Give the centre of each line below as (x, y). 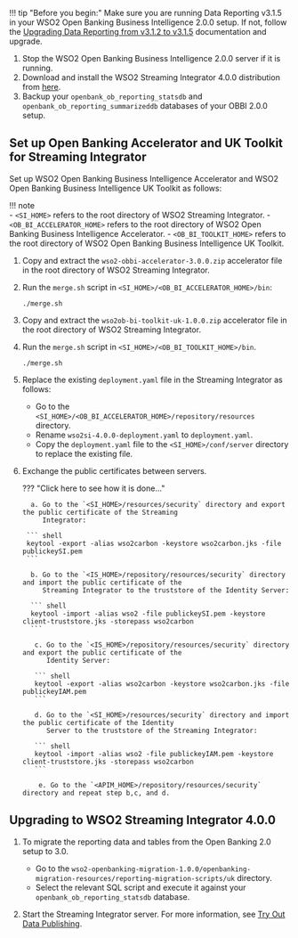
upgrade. (26, 41)
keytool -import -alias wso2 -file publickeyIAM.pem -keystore (154, 754)
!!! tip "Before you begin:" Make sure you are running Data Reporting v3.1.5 (146, 13)
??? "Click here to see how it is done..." (93, 488)
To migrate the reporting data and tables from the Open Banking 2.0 (146, 842)
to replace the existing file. (84, 453)
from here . (41, 87)
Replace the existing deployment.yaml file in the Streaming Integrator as (152, 379)
